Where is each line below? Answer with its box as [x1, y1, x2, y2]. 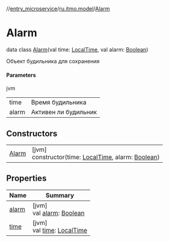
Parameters [6, 71, 36, 79]
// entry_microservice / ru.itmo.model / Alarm [6, 5, 110, 12]
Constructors [6, 129, 58, 139]
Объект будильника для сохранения [6, 57, 100, 65]
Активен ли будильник [31, 108, 97, 116]
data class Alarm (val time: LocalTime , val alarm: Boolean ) [6, 46, 149, 53]
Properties [6, 174, 47, 184]
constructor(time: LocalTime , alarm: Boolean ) [32, 153, 161, 161]
